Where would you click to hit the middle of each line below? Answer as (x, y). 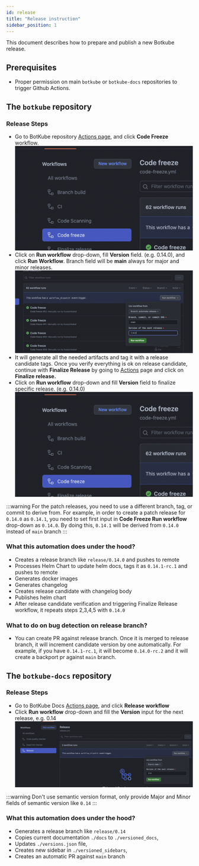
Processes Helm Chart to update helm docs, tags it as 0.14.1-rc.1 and (101, 565)
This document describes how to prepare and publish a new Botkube (90, 43)
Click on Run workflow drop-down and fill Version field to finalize (95, 383)
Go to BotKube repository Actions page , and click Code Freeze (92, 136)
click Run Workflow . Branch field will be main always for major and (97, 261)
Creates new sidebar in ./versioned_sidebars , (71, 850)
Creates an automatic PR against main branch (70, 856)
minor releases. (34, 267)
